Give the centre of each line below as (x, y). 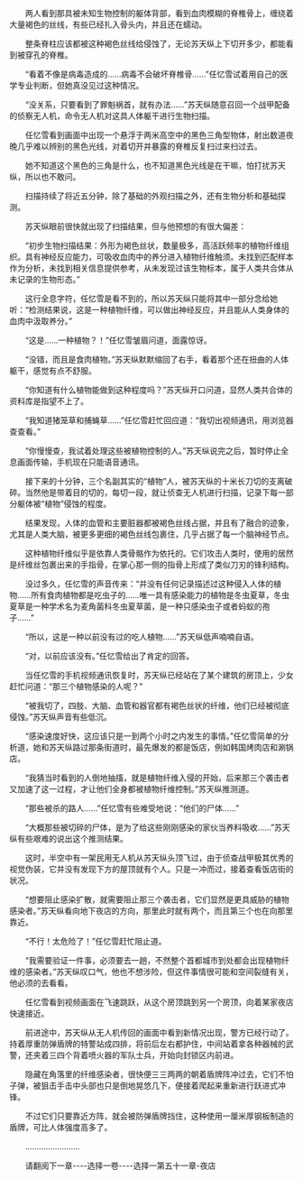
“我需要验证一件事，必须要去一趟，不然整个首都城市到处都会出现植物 (153, 960)
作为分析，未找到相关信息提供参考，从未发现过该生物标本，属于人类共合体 (147, 268)
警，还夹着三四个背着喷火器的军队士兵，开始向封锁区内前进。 (124, 1055)
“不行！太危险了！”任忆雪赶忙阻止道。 (96, 941)
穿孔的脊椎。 (49, 55)
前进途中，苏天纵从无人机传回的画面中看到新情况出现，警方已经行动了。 (159, 1032)
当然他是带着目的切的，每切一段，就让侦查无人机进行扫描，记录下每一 (155, 493)
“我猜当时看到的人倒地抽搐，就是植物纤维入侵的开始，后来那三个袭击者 (157, 778)
